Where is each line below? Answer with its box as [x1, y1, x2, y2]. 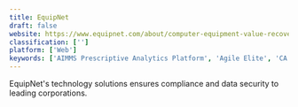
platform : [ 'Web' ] [9, 46, 77, 55]
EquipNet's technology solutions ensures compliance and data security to [9, 79, 279, 88]
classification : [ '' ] [9, 37, 90, 47]
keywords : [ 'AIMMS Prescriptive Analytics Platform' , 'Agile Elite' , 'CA [9, 54, 288, 63]
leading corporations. [9, 88, 88, 98]
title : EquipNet [9, 12, 69, 22]
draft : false [9, 21, 58, 30]
